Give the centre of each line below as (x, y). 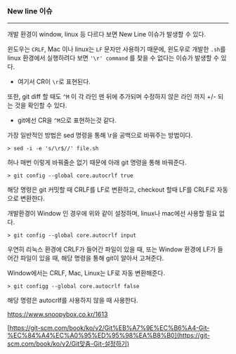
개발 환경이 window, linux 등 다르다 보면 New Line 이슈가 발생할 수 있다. (106, 34)
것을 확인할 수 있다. (41, 105)
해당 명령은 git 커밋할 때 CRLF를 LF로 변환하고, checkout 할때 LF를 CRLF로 (111, 190)
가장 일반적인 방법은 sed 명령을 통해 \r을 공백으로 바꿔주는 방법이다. (100, 136)
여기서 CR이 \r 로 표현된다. (54, 81)
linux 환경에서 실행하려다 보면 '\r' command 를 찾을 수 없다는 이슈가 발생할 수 (113, 58)
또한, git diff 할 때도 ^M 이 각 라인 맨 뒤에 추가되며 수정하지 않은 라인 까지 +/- (112, 97)
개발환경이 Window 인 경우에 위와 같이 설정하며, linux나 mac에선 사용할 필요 (112, 214)
